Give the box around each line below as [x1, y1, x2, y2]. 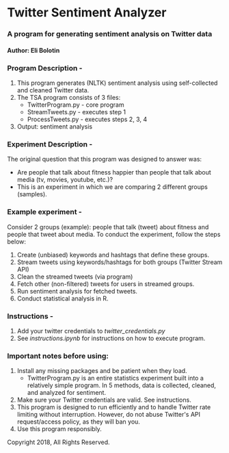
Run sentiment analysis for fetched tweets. [16, 287, 138, 295]
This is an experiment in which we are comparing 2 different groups [16, 183, 208, 191]
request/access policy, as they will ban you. [16, 417, 140, 426]
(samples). [16, 190, 48, 198]
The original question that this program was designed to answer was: [7, 155, 202, 164]
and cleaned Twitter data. [16, 86, 90, 94]
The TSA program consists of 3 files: [16, 94, 121, 101]
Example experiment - [7, 207, 82, 217]
